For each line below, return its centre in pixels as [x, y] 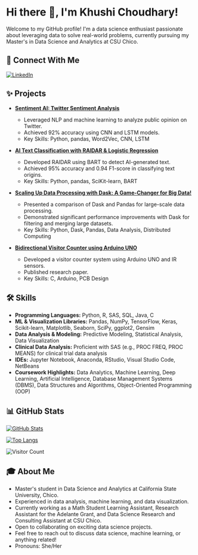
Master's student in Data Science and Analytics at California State [96, 489]
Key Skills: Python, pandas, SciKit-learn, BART [81, 181]
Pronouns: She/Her [38, 546]
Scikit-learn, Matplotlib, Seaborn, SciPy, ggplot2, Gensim [85, 328]
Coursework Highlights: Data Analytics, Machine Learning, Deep [95, 372]
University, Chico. [37, 495]
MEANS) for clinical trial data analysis [61, 353]
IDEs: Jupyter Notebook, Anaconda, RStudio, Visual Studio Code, [95, 360]
